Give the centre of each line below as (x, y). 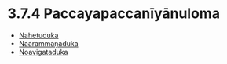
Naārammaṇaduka (49, 43)
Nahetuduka (38, 35)
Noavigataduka (43, 52)
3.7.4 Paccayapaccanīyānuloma (114, 14)
